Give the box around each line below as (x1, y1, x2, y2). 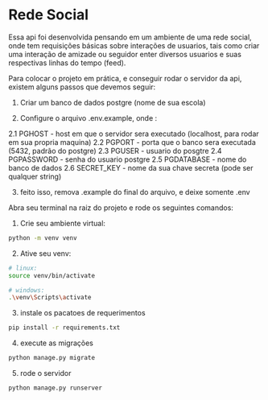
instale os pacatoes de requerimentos (19, 308, 146, 318)
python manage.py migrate (8, 354, 95, 362)
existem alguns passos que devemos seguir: (8, 82, 156, 92)
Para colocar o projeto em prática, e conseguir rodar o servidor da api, (8, 73, 242, 83)
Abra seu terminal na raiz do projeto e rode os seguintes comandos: (8, 203, 233, 212)
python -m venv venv (8, 233, 78, 242)
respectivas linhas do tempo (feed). (8, 58, 126, 68)
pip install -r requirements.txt (8, 324, 121, 332)
